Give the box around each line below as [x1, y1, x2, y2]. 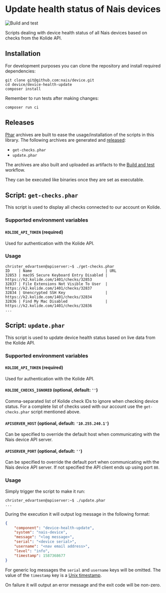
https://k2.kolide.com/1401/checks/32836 [5, 303, 92, 308]
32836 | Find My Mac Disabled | [5, 298, 108, 304]
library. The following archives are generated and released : [5, 137, 126, 143]
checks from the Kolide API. [5, 35, 62, 41]
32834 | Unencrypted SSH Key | [5, 290, 108, 295]
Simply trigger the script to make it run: [5, 488, 85, 494]
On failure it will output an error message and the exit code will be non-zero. [5, 582, 161, 588]
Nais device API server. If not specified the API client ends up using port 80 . [5, 464, 160, 470]
